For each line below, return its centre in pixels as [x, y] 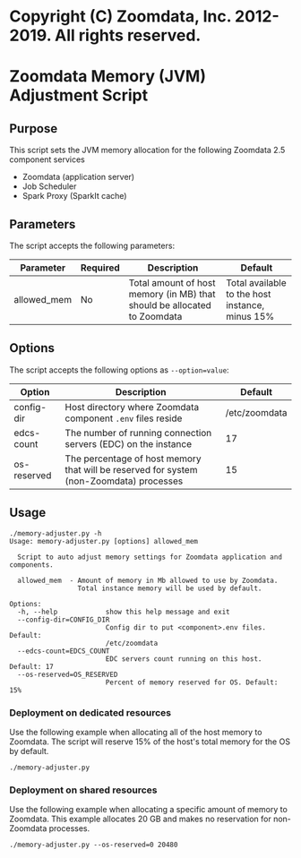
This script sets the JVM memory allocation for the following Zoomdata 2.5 [147, 150]
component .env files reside [124, 418]
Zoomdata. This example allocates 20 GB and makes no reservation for [140, 819]
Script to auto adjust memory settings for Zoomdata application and [150, 557]
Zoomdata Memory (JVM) [107, 77]
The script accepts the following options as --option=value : [120, 370]
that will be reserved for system [131, 469]
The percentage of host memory [133, 459]
